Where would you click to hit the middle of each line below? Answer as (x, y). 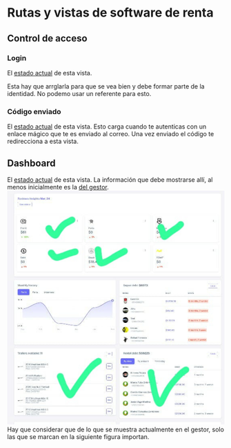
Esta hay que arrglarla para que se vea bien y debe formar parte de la (106, 86)
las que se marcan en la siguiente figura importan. (78, 437)
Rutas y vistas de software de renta (110, 13)
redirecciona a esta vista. (43, 141)
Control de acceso (47, 38)
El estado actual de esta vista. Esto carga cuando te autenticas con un (107, 127)
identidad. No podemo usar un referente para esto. (79, 93)
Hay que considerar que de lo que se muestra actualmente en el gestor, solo (115, 429)
